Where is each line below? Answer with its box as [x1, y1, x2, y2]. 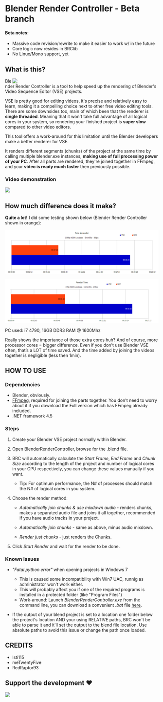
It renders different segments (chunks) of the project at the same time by [5, 148, 151, 154]
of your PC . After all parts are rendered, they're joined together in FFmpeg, [5, 158, 155, 164]
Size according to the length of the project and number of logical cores [12, 461, 155, 466]
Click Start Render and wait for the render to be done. [12, 543, 120, 549]
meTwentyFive [12, 659, 42, 665]
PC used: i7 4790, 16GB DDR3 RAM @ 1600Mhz [5, 327, 101, 333]
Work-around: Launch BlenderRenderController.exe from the [19, 597, 141, 603]
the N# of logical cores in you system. [19, 485, 96, 491]
